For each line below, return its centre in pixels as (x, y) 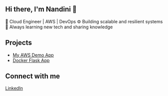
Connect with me (33, 76)
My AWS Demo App (33, 55)
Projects (19, 43)
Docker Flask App (31, 60)
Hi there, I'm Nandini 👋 (41, 9)
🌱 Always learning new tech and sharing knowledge (59, 27)
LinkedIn (14, 88)
